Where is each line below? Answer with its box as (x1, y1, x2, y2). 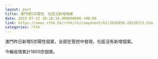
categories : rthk (5, 25, 40, 30)
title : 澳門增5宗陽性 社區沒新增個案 (5, 12, 73, 16)
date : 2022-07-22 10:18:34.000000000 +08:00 (5, 16, 97, 21)
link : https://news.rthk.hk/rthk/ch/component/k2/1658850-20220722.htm (5, 20, 153, 25)
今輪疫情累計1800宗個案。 (5, 49, 58, 55)
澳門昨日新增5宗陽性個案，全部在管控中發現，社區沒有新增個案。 (5, 39, 136, 45)
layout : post (5, 7, 32, 12)
